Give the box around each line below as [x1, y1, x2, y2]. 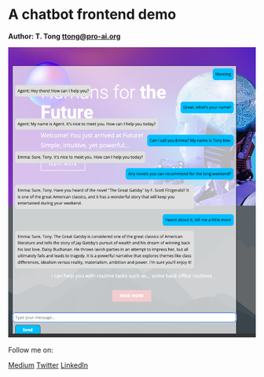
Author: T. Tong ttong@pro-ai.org [8, 31, 121, 41]
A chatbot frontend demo [8, 5, 177, 24]
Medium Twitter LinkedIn [8, 361, 89, 370]
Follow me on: [8, 346, 53, 355]
